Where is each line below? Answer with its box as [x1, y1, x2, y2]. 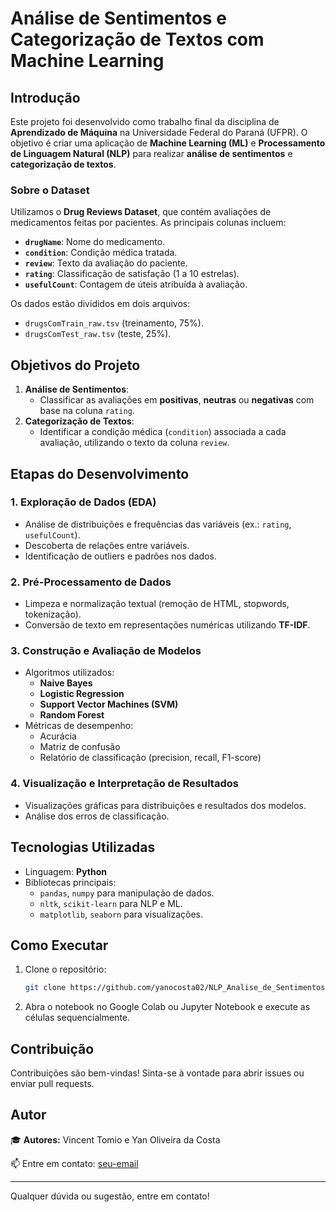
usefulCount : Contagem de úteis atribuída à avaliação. [24, 278, 248, 291]
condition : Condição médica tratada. [24, 247, 178, 259]
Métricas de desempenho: [24, 720, 134, 732]
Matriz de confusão [39, 741, 121, 753]
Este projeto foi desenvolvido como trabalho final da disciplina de [10, 116, 280, 127]
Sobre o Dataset [10, 183, 90, 197]
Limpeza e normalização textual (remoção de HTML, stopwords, [24, 598, 290, 610]
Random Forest [39, 709, 105, 721]
